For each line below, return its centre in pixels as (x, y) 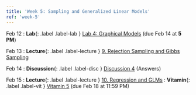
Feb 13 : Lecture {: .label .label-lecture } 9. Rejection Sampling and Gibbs (93, 51)
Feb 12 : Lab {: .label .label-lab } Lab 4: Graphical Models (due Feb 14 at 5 (94, 33)
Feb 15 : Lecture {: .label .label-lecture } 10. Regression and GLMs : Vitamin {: (98, 80)
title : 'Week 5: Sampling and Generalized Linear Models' (78, 11)
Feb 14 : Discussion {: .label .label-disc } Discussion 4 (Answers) (84, 68)
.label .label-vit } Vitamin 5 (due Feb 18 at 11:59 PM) (68, 86)
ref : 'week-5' (23, 17)
